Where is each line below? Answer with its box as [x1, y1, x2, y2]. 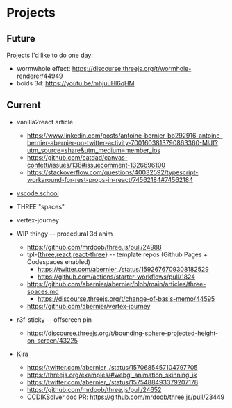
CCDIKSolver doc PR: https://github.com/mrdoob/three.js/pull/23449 [26, 393, 225, 401]
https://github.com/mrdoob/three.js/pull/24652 [26, 385, 162, 393]
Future [6, 33, 36, 44]
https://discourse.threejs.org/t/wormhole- [72, 65, 192, 72]
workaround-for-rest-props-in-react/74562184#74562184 [26, 175, 194, 183]
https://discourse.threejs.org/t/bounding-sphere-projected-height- [26, 329, 219, 337]
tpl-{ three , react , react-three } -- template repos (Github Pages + [26, 250, 208, 259]
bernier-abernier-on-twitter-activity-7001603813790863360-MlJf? [26, 138, 218, 147]
